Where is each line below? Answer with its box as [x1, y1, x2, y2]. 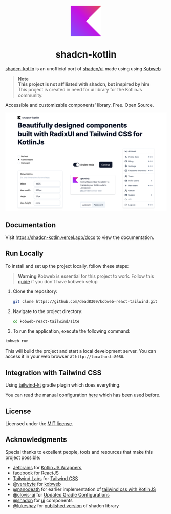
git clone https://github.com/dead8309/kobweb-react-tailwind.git [12, 299, 158, 304]
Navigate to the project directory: [12, 308, 83, 314]
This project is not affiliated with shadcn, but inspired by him [17, 81, 150, 87]
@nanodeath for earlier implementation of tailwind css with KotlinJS [12, 486, 156, 492]
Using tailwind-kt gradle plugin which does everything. [5, 382, 121, 388]
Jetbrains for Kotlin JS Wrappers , [12, 464, 83, 470]
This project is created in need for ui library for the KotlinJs [17, 86, 142, 93]
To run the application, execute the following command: [12, 328, 131, 334]
